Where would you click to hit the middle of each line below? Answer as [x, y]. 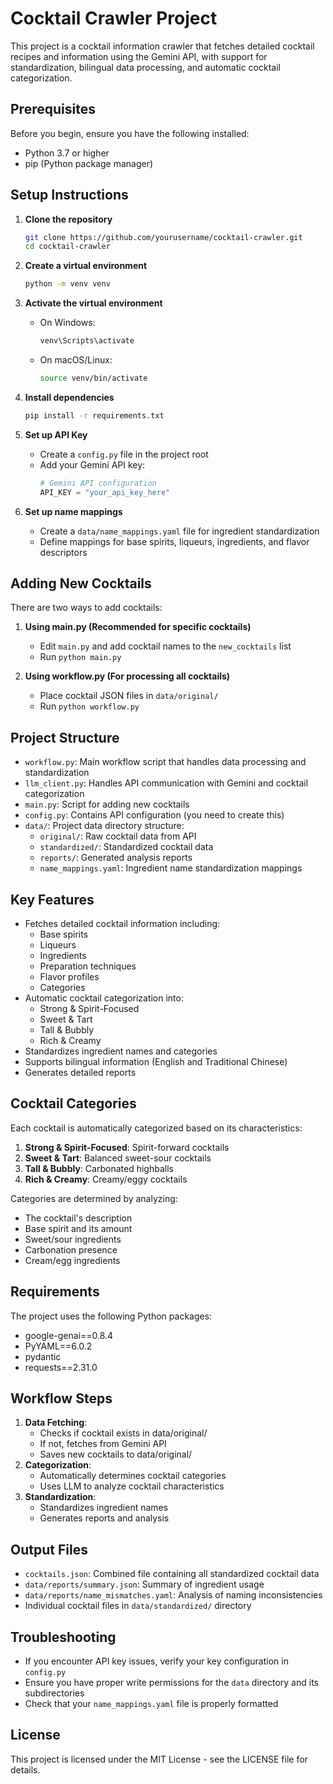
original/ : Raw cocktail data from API [118, 836]
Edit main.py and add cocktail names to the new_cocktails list [165, 646]
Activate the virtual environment [93, 303]
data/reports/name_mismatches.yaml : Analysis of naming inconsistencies [173, 1595]
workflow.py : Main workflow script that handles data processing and [165, 762]
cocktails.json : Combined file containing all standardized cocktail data [172, 1574]
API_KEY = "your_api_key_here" [105, 492]
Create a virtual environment [86, 266]
